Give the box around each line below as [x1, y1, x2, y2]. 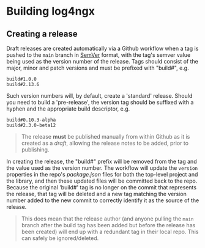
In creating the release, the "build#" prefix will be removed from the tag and [6, 158, 197, 165]
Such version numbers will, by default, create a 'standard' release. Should [6, 92, 193, 99]
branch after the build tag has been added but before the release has [21, 222, 196, 228]
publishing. [21, 146, 50, 153]
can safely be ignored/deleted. [21, 235, 99, 242]
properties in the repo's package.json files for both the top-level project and [6, 171, 198, 178]
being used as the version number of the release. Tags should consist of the [6, 58, 199, 65]
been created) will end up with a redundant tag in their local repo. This [21, 228, 199, 235]
